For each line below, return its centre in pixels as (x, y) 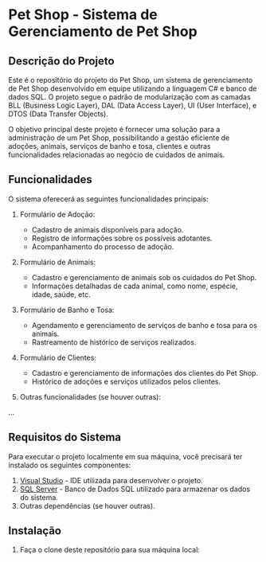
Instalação (35, 531)
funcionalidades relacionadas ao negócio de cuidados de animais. (117, 154)
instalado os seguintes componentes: (70, 465)
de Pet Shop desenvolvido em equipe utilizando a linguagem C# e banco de (133, 88)
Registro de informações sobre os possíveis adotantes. (122, 238)
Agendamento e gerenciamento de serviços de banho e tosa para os (144, 325)
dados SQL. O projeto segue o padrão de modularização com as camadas (129, 97)
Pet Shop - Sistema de (83, 15)
